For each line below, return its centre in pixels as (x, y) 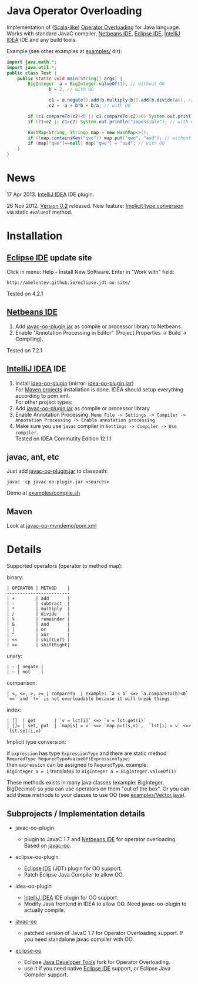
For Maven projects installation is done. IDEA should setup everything (99, 389)
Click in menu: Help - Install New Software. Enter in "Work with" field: (90, 272)
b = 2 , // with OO (71, 90)
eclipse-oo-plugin (37, 857)
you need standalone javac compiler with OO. (79, 939)
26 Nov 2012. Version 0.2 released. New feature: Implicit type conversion (95, 206)
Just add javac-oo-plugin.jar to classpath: (57, 471)
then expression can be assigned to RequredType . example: (78, 765)
